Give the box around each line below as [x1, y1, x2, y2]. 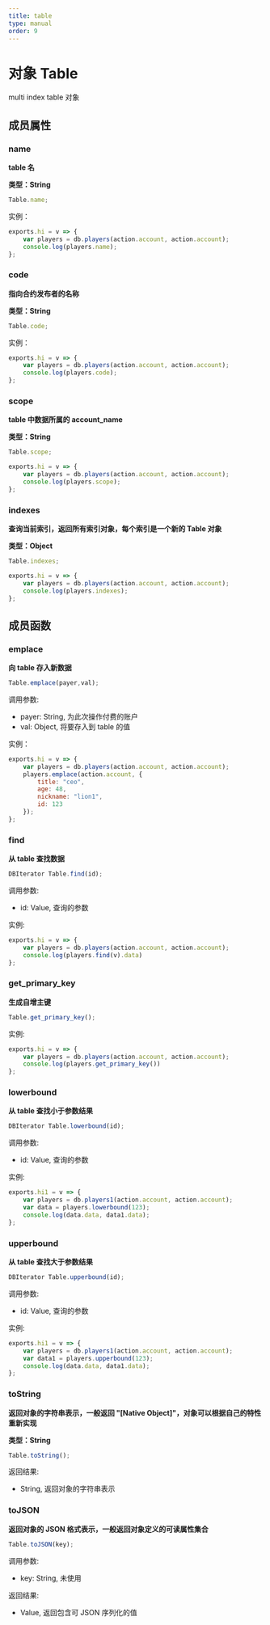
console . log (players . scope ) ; [23, 478, 121, 486]
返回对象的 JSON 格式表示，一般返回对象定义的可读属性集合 [8, 1524, 209, 1534]
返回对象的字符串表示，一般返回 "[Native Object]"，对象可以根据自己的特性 [8, 1408, 261, 1417]
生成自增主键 [8, 997, 51, 1007]
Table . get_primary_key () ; [8, 1013, 95, 1021]
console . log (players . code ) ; [23, 369, 117, 377]
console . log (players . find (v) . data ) [23, 951, 143, 959]
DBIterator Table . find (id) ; [8, 870, 103, 878]
